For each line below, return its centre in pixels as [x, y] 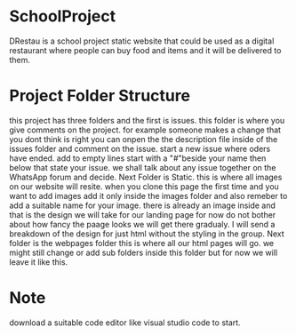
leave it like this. [39, 262]
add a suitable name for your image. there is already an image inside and [142, 205]
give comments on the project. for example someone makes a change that [145, 130]
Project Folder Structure [100, 96]
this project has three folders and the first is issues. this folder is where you [147, 120]
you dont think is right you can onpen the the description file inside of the [144, 139]
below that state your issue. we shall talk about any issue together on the [143, 167]
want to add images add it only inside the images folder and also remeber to [148, 195]
